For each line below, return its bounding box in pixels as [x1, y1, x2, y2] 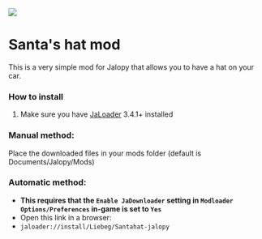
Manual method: [8, 130, 75, 141]
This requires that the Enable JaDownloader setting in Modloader [19, 195, 234, 205]
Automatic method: [8, 177, 87, 188]
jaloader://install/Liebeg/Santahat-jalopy [19, 223, 170, 231]
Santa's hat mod [8, 36, 121, 54]
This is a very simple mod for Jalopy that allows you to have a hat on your [8, 62, 255, 72]
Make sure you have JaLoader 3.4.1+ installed [19, 109, 174, 119]
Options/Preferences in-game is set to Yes [19, 203, 162, 214]
